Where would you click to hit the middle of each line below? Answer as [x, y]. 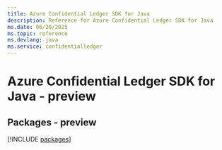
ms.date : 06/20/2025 [38, 27]
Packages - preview [52, 122]
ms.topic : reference [38, 33]
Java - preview [52, 96]
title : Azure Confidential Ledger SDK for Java [79, 14]
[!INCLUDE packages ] [39, 139]
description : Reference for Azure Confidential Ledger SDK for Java [110, 20]
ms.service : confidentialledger [55, 46]
